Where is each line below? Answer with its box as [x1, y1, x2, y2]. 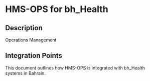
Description [5, 24, 43, 32]
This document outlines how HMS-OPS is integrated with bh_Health [5, 64, 145, 71]
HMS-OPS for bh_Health [5, 4, 109, 15]
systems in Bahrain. [5, 70, 46, 76]
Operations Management [5, 37, 57, 43]
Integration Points [5, 51, 63, 60]
